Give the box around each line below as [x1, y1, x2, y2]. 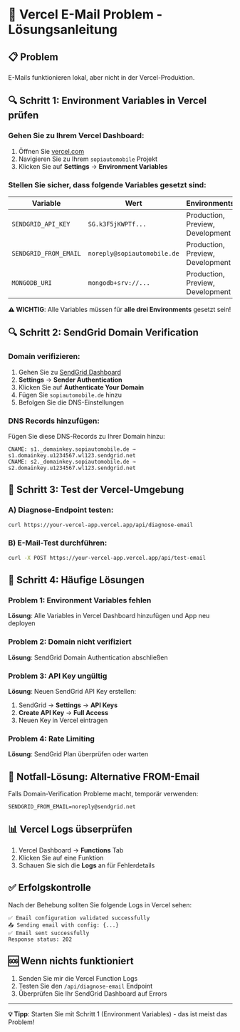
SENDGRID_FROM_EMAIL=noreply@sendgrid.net [8, 803, 136, 811]
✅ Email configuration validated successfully [8, 914, 150, 922]
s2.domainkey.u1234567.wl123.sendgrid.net [8, 464, 136, 471]
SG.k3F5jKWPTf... [88, 220, 147, 228]
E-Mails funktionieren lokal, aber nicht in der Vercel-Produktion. [8, 73, 195, 81]
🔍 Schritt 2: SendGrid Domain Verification [8, 327, 199, 339]
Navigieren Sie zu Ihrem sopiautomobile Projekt [18, 155, 158, 163]
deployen [8, 619, 36, 627]
